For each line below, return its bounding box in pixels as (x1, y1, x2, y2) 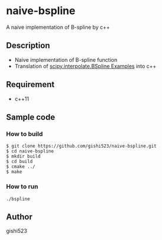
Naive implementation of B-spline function (14, 56, 118, 63)
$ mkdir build (6, 154, 41, 159)
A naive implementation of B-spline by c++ (6, 24, 110, 31)
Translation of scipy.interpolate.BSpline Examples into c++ (14, 62, 157, 69)
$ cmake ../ (6, 164, 35, 170)
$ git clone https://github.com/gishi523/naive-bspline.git (6, 143, 157, 149)
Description (6, 41, 50, 51)
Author (6, 212, 32, 222)
